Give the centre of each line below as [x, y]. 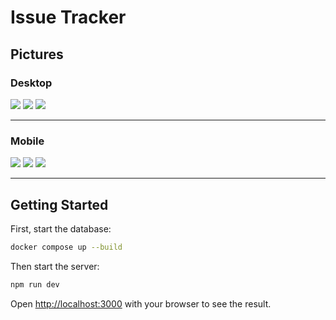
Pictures [37, 54]
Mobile [27, 141]
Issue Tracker [68, 17]
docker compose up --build [66, 247]
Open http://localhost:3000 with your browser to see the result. [141, 303]
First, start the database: [61, 228]
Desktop [31, 83]
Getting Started [59, 204]
